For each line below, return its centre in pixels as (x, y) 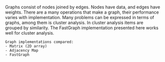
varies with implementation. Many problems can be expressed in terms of (80, 17)
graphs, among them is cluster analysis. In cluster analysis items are (74, 22)
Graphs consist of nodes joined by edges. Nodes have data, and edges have (83, 7)
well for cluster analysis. (30, 33)
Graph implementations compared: (39, 42)
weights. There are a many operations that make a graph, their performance (82, 12)
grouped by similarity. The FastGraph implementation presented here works (82, 28)
